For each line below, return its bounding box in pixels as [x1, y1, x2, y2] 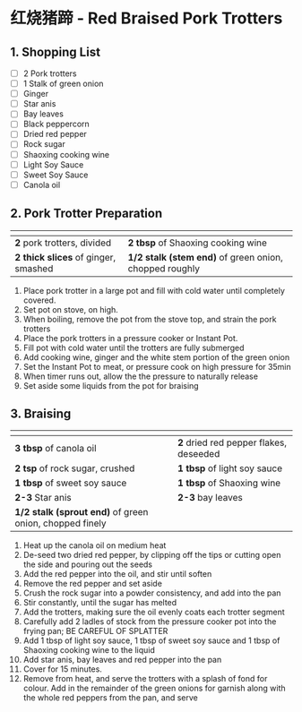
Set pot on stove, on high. [22, 304, 119, 314]
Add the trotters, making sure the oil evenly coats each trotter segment [22, 606, 285, 618]
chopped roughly [127, 262, 201, 274]
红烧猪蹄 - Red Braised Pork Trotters [10, 8, 283, 29]
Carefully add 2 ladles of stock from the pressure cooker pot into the [22, 616, 277, 627]
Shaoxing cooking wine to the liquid [22, 645, 156, 656]
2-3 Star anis [14, 492, 72, 504]
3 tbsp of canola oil [14, 442, 97, 455]
